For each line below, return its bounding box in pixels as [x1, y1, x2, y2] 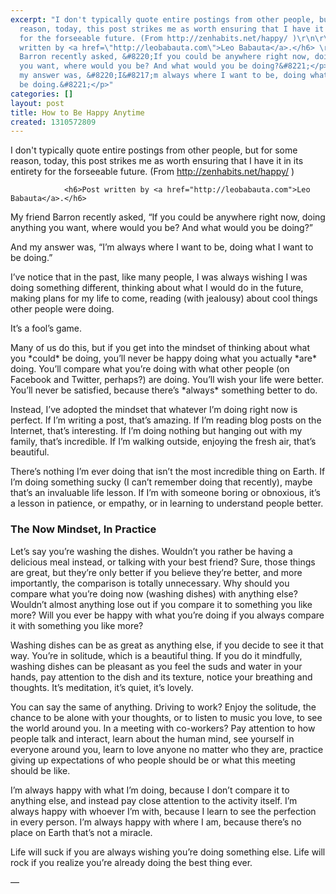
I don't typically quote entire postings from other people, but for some [10, 144, 298, 156]
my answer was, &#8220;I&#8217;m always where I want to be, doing [19, 71, 307, 81]
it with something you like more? [10, 619, 144, 631]
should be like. [10, 764, 71, 776]
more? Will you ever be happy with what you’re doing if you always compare [10, 609, 325, 621]
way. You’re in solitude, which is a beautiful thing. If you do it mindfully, [10, 649, 303, 661]
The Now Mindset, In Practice [10, 522, 157, 536]
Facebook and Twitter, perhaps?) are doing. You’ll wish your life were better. [10, 374, 324, 386]
